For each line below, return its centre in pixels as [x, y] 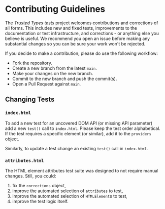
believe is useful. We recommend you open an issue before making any [78, 39]
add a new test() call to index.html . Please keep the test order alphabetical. [83, 128]
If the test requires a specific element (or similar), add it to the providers [78, 133]
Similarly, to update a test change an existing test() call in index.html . [77, 148]
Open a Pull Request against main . [47, 84]
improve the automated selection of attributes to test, [67, 191]
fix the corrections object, [39, 185]
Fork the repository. [32, 63]
